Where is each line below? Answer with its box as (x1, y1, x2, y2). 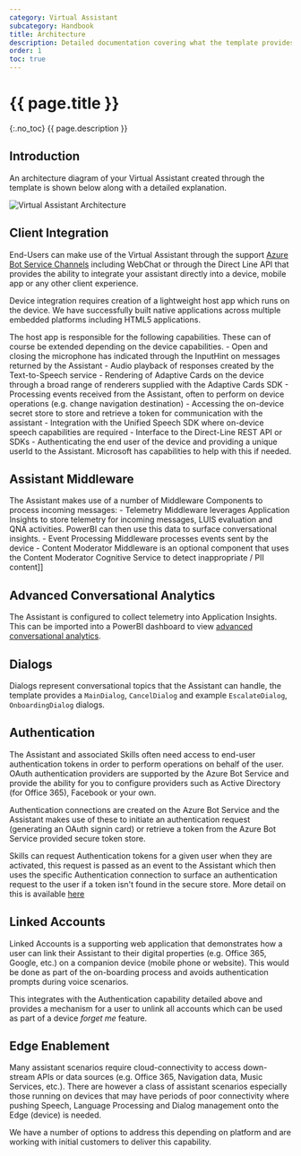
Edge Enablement (9, 1039, 110, 1054)
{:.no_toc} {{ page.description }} (9, 123, 128, 133)
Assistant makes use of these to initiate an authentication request (9, 814, 251, 825)
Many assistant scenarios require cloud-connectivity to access (9, 1062, 242, 1073)
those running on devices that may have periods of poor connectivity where (9, 1091, 289, 1101)
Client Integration (9, 226, 109, 241)
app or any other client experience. (9, 278, 139, 288)
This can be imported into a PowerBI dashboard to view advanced (9, 621, 254, 632)
